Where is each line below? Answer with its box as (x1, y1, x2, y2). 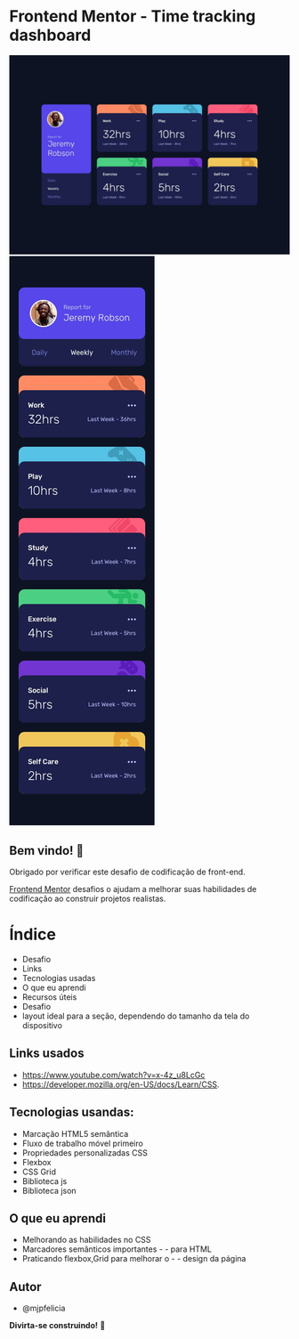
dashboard (9, 25, 92, 45)
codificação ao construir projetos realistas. (9, 893, 166, 905)
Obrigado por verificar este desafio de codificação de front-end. (9, 866, 246, 878)
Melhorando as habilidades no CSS (21, 1235, 151, 1246)
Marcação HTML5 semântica (21, 1128, 129, 1139)
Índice (9, 924, 56, 945)
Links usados (9, 1046, 85, 1061)
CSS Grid (21, 1166, 56, 1177)
